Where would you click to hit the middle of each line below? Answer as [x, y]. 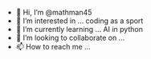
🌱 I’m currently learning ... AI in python [79, 29]
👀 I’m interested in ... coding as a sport [80, 21]
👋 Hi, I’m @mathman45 [54, 12]
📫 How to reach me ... [53, 47]
